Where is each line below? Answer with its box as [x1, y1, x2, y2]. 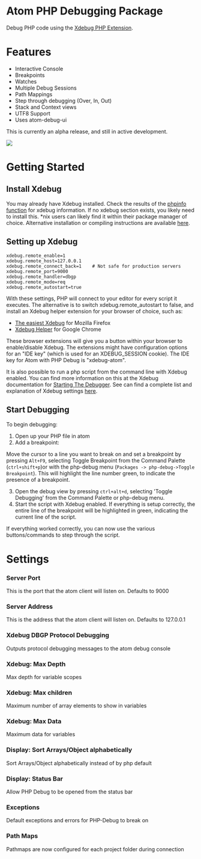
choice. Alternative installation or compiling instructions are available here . [6, 219, 190, 226]
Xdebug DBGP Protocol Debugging [6, 631, 110, 639]
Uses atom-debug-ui [14, 116, 67, 123]
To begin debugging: [6, 420, 58, 428]
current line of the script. [14, 513, 77, 520]
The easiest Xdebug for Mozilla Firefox [14, 319, 111, 326]
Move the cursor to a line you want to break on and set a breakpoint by [6, 450, 182, 458]
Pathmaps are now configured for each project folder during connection [6, 845, 184, 852]
